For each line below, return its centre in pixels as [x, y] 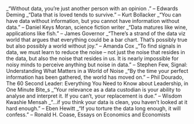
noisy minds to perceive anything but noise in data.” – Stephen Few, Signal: [97, 65]
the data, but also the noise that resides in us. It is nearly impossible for [92, 58]
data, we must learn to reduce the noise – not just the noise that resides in [96, 52]
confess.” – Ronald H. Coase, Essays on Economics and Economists [88, 115]
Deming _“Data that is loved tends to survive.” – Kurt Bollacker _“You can [94, 15]
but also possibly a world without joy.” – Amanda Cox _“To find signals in [93, 46]
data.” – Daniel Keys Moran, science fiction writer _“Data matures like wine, [97, 27]
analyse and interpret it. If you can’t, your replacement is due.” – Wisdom [94, 96]
